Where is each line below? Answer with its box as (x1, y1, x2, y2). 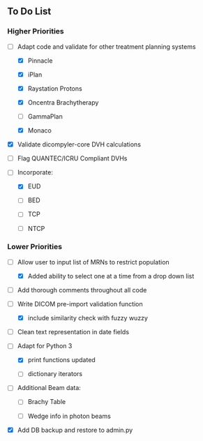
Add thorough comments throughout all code (17, 285, 147, 294)
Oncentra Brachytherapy (27, 98, 99, 107)
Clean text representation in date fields (17, 328, 130, 336)
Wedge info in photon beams (27, 412, 112, 420)
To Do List (7, 6, 52, 17)
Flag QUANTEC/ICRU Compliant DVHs (17, 154, 128, 163)
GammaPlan (27, 112, 63, 121)
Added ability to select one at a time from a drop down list (27, 271, 195, 280)
